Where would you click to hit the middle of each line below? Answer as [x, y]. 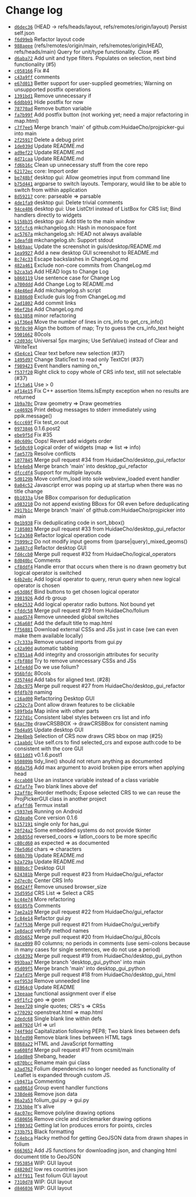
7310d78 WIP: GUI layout [43, 1182]
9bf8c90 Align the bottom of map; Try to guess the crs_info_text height [99, 328]
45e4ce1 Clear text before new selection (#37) [69, 353]
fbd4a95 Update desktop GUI [49, 730]
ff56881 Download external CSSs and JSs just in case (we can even [96, 629]
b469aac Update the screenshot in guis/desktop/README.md [87, 246]
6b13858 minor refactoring [45, 315]
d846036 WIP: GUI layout [43, 1188]
